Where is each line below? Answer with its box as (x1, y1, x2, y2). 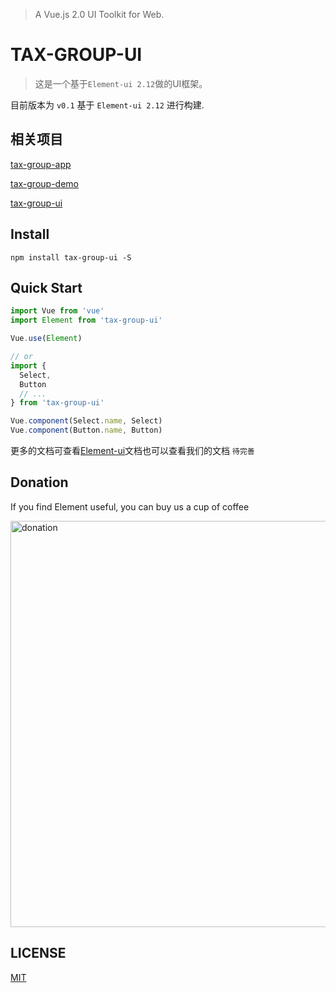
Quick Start (10, 279, 83, 296)
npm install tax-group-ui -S (10, 252, 132, 263)
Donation (10, 474, 69, 491)
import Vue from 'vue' (10, 306, 105, 316)
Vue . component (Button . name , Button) (10, 425, 163, 436)
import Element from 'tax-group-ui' (10, 315, 163, 326)
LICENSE (10, 945, 67, 962)
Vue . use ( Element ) (10, 334, 83, 344)
